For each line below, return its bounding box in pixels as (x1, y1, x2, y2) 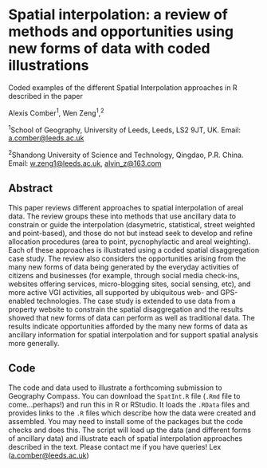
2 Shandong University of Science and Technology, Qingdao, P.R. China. (8, 149, 244, 159)
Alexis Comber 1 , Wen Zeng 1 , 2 (8, 106, 105, 117)
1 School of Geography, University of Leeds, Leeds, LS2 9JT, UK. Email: (8, 124, 241, 135)
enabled (8, 296, 35, 305)
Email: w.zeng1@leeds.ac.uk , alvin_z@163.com (8, 158, 162, 168)
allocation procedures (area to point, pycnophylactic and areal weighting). (8, 237, 251, 246)
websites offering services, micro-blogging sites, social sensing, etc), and (8, 279, 251, 289)
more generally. (8, 338, 60, 348)
